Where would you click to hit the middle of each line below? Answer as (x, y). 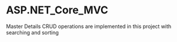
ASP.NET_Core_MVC (57, 10)
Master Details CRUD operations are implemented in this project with (89, 26)
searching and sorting (32, 32)
